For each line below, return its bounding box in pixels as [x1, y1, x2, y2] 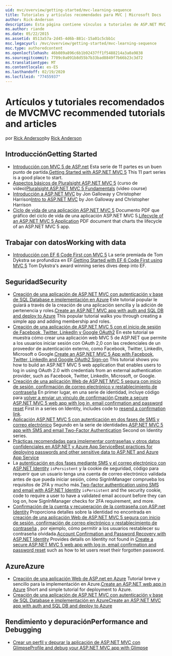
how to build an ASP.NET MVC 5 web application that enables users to [12, 362, 161, 368]
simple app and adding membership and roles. [12, 318, 111, 324]
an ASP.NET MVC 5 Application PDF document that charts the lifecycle [12, 218, 162, 224]
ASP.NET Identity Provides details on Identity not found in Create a [12, 536, 154, 542]
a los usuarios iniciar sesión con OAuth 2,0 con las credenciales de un [12, 340, 161, 346]
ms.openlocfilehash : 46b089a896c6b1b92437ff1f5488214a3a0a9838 [5, 50, 143, 55]
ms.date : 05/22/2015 [5, 31, 50, 36]
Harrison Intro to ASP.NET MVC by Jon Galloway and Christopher [12, 196, 149, 202]
